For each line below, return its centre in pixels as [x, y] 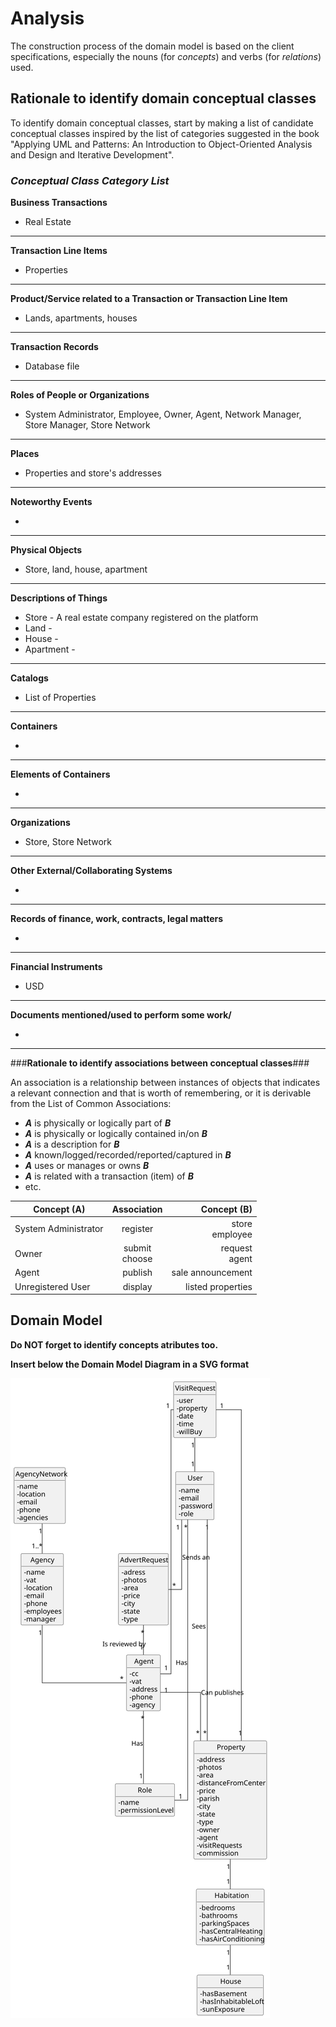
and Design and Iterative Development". [92, 154]
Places [25, 454]
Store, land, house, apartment [86, 569]
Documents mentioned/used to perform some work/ [121, 1015]
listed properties [219, 1286]
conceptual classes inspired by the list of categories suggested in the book [165, 133]
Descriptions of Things [59, 598]
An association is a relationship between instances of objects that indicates [165, 1083]
